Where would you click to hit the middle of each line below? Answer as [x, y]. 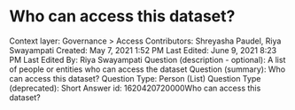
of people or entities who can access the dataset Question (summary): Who [147, 69]
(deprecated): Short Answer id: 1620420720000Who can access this [135, 88]
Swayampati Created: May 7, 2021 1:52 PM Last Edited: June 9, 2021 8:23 [143, 50]
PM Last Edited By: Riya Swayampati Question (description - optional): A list [147, 59]
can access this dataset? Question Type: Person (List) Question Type [135, 78]
